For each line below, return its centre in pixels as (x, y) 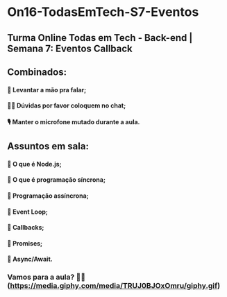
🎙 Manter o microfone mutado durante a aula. (74, 121)
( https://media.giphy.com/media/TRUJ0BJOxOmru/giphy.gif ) (114, 286)
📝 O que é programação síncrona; (57, 180)
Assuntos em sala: (48, 146)
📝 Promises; (25, 243)
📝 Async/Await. (30, 259)
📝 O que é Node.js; (34, 164)
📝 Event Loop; (28, 212)
